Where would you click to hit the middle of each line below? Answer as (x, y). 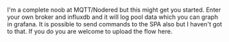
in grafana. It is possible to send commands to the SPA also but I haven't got (115, 24)
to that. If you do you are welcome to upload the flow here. (90, 31)
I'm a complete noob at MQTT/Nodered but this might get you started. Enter (114, 10)
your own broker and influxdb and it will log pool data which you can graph (112, 17)
